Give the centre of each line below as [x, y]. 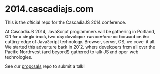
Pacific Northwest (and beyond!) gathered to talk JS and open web [72, 52]
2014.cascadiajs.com [49, 9]
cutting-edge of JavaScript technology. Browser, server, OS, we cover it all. [80, 41]
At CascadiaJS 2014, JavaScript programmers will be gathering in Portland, [80, 31]
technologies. [19, 57]
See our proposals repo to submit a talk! [45, 66]
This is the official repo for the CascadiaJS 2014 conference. [65, 22]
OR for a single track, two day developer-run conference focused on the [77, 37]
